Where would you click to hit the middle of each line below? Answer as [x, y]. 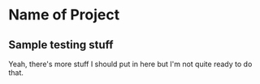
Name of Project [64, 15]
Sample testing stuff [61, 45]
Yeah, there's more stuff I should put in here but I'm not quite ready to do [130, 64]
